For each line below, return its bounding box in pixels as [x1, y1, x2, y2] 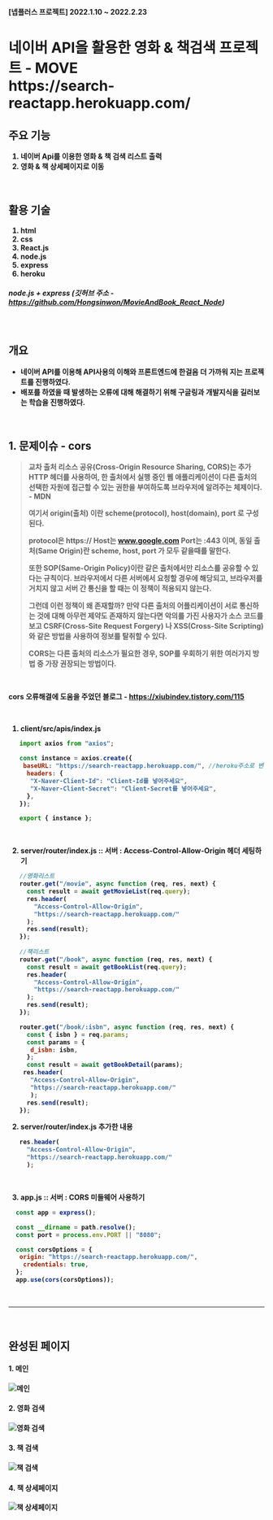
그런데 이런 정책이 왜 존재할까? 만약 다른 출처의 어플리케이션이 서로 [28, 601, 238, 611]
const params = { [26, 1038, 85, 1047]
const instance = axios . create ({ [19, 755, 132, 763]
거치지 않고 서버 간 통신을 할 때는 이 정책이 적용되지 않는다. [28, 584, 212, 594]
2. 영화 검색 [8, 1404, 45, 1413]
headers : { [26, 769, 63, 778]
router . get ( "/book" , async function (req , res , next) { [19, 955, 213, 964]
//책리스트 [19, 948, 50, 956]
